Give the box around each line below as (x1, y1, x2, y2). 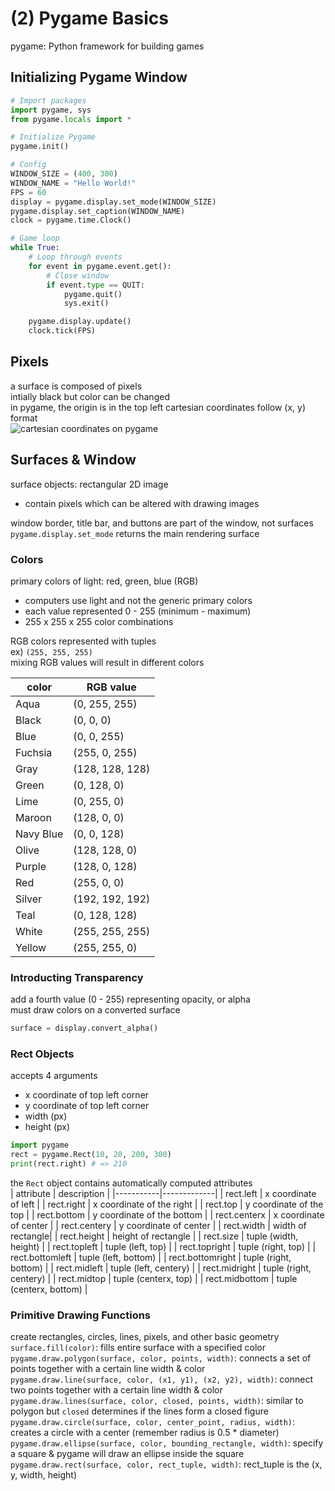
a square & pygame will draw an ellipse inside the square (10, 1448, 245, 1460)
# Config (10, 160, 47, 170)
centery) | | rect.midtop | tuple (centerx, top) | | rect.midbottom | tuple (10, 1273, 298, 1285)
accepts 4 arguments (10, 1070, 98, 1082)
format (10, 412, 38, 424)
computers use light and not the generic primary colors (24, 594, 253, 606)
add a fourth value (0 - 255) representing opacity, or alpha (10, 993, 251, 1006)
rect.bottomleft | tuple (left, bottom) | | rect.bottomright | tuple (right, (10, 1252, 292, 1264)
